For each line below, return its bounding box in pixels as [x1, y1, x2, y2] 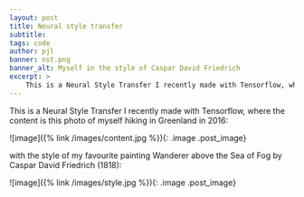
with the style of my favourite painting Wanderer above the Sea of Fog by [9, 150, 282, 161]
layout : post [9, 13, 59, 23]
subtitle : [9, 30, 47, 39]
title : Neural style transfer [9, 22, 124, 31]
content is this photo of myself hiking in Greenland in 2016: [9, 115, 229, 126]
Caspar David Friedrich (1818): [9, 159, 122, 170]
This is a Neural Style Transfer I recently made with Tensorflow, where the [9, 105, 285, 116]
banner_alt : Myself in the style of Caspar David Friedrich [9, 64, 242, 73]
